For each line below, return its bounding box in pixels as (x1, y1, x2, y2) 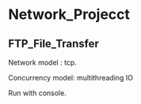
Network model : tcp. (8, 58, 77, 67)
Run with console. (8, 88, 67, 98)
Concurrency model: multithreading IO (8, 73, 133, 82)
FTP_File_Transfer (8, 37, 99, 50)
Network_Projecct (8, 6, 131, 24)
